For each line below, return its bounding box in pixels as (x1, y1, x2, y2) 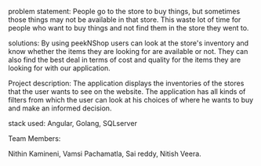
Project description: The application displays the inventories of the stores (8, 78, 245, 88)
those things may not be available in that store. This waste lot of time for (8, 15, 241, 24)
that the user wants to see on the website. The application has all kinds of (8, 87, 246, 96)
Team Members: (8, 134, 61, 143)
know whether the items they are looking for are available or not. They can (8, 47, 248, 56)
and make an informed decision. (8, 103, 112, 113)
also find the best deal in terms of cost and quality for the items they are (8, 55, 241, 64)
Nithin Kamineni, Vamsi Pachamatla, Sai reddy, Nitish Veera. (8, 149, 201, 158)
